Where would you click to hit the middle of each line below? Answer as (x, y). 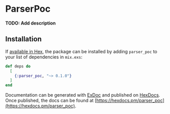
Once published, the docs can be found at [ (51, 101)
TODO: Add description (31, 23)
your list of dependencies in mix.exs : (44, 57)
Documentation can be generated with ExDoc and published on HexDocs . (83, 95)
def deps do (18, 66)
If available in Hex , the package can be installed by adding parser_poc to (81, 51)
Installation (23, 39)
